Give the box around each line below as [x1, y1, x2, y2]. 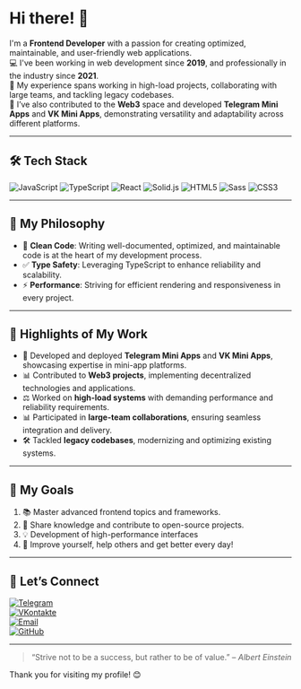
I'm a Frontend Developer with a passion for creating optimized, [9, 38, 246, 48]
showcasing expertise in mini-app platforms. [21, 360, 187, 371]
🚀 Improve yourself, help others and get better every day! [21, 539, 234, 550]
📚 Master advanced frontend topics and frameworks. [21, 507, 221, 518]
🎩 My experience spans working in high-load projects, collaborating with [9, 80, 278, 91]
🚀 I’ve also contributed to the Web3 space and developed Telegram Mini [9, 99, 279, 109]
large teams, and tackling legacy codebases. [9, 89, 175, 100]
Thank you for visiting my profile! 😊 [9, 669, 142, 680]
